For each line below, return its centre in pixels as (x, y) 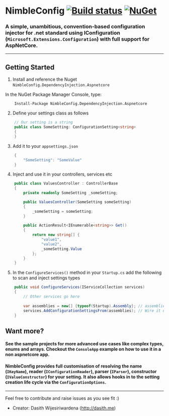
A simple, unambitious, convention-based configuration (75, 27)
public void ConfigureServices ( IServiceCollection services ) (79, 287)
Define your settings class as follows (51, 113)
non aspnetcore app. (27, 354)
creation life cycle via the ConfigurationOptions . (56, 382)
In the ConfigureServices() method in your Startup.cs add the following (87, 273)
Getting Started (30, 67)
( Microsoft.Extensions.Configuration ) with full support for (77, 39)
